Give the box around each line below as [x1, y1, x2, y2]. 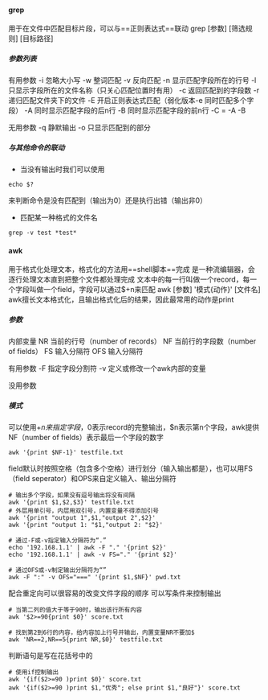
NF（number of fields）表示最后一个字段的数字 [8, 433, 164, 443]
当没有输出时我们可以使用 [19, 164, 105, 175]
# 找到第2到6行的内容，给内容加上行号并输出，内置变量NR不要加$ [8, 628, 195, 637]
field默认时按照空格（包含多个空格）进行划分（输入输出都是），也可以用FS [8, 463, 253, 473]
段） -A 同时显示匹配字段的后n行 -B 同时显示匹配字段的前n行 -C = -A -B [8, 105, 246, 115]
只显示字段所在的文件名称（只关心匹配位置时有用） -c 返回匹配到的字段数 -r [8, 85, 259, 95]
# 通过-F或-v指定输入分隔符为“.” [8, 537, 107, 545]
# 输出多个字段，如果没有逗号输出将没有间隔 [8, 492, 136, 500]
